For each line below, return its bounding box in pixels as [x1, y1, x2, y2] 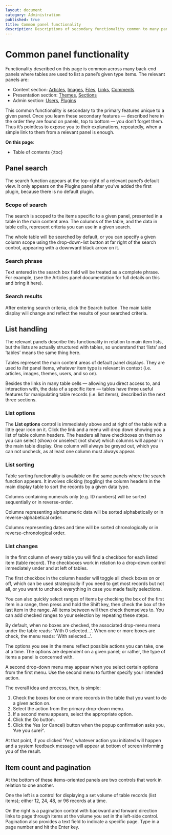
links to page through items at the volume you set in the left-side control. [5, 813, 159, 819]
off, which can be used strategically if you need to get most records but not [5, 580, 164, 587]
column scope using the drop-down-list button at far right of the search [5, 239, 156, 245]
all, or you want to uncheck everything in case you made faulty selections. [5, 586, 162, 592]
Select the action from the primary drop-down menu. [12, 706, 124, 712]
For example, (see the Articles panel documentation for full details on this [5, 275, 160, 281]
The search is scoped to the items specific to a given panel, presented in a [5, 213, 163, 219]
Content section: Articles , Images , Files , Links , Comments [12, 87, 135, 93]
